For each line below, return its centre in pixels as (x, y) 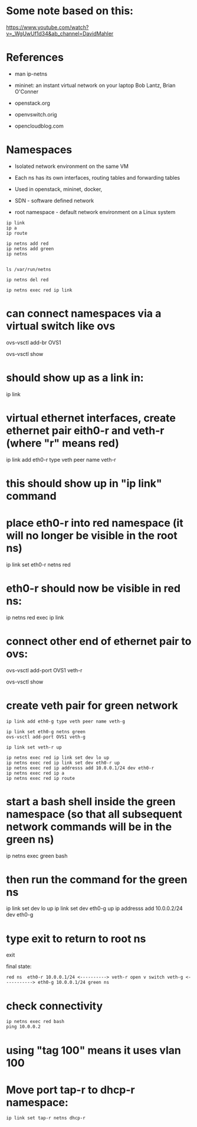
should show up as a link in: (75, 378)
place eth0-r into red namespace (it (95, 523)
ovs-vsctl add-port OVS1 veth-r (44, 670)
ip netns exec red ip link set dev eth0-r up (63, 763)
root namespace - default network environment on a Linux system (95, 212)
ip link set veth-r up (34, 747)
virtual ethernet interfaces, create (91, 418)
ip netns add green (30, 249)
